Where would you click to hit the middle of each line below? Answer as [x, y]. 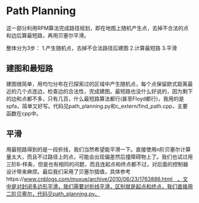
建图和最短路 [30, 68]
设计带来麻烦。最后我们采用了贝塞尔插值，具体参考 [68, 171]
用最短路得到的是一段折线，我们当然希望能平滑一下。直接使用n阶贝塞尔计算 [99, 149]
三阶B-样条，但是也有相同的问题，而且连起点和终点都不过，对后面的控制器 [97, 164]
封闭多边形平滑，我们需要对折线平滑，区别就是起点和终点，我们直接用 [107, 186]
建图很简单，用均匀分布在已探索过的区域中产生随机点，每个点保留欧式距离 [97, 83]
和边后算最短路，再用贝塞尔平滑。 [48, 35]
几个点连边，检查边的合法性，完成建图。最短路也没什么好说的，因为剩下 [105, 91]
